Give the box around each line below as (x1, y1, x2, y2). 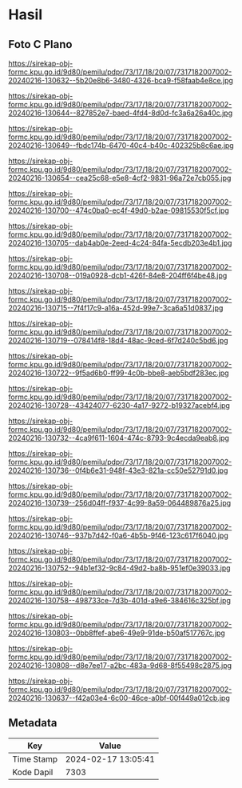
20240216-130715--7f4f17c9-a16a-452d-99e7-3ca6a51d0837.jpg (8, 303, 224, 313)
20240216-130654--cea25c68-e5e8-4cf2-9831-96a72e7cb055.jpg (8, 174, 232, 182)
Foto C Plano (8, 38, 73, 51)
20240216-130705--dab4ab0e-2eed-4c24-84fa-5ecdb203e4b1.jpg (8, 238, 232, 247)
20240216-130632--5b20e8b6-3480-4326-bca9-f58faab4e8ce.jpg (8, 76, 234, 85)
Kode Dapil (12, 766, 54, 778)
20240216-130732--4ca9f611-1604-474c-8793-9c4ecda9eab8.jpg (8, 434, 230, 442)
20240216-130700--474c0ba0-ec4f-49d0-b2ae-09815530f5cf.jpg (8, 206, 229, 215)
